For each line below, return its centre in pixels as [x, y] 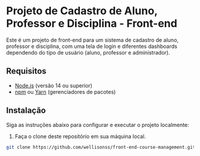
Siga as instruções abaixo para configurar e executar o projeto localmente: [98, 125]
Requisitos [26, 71]
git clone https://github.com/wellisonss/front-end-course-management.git [101, 147]
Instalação [26, 111]
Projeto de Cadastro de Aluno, [82, 11]
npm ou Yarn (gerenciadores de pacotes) [65, 92]
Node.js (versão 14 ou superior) [54, 85]
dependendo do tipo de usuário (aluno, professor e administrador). [88, 52]
